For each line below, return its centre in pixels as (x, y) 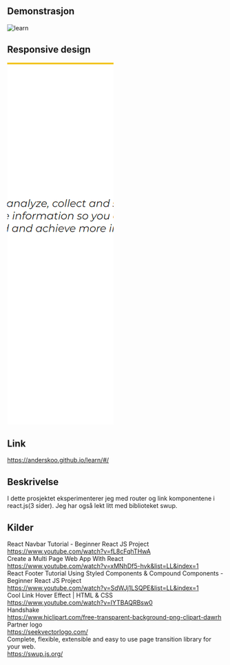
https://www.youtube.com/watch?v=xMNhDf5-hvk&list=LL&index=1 (103, 566)
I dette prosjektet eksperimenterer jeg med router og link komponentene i (111, 498)
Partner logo (25, 625)
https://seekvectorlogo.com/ (48, 632)
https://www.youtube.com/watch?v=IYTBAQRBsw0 (80, 603)
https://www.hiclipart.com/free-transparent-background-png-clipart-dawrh (114, 617)
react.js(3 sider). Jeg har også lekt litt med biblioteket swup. (92, 506)
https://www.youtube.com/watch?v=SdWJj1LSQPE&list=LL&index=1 (103, 588)
